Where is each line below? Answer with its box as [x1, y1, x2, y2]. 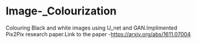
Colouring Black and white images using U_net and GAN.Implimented [5, 24, 178, 31]
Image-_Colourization [5, 4, 117, 18]
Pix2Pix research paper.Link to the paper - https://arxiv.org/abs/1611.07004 [5, 30, 191, 37]
